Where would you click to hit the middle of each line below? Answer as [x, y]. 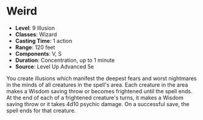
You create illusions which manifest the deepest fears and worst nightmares [101, 78]
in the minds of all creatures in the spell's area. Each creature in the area [97, 85]
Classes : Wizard [36, 34]
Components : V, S [38, 53]
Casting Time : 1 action [44, 41]
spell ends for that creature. [41, 110]
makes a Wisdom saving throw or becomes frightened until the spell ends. [100, 91]
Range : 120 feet [35, 47]
